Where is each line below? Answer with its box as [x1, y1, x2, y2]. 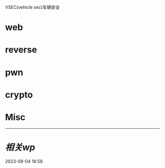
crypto [5, 89, 33, 100]
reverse [5, 44, 37, 56]
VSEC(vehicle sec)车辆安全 [5, 4, 60, 10]
